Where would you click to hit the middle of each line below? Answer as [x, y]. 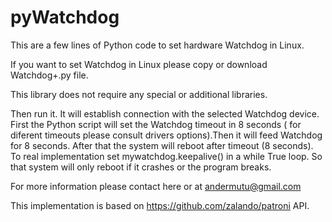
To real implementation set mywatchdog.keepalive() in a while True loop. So [166, 156]
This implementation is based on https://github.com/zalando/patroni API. [160, 205]
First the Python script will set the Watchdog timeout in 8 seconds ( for [156, 124]
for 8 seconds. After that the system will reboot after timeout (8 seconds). [162, 145]
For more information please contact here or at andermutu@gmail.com [156, 186]
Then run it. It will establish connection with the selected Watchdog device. [165, 113]
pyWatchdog [65, 17]
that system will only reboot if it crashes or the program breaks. [141, 167]
